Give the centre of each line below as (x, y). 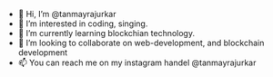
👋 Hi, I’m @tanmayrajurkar (67, 14)
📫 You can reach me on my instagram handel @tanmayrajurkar (137, 63)
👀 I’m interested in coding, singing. (83, 24)
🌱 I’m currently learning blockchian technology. (106, 33)
